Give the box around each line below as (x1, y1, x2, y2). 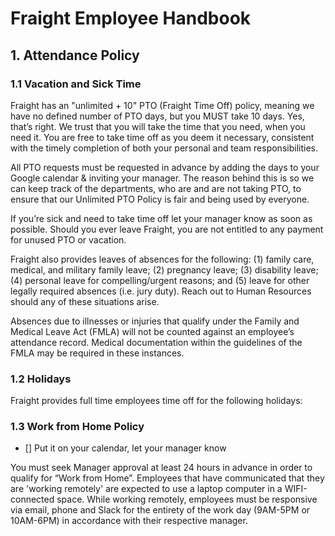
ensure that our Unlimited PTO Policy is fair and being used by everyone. (10, 193, 310, 205)
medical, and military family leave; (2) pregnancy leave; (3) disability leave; (10, 263, 319, 276)
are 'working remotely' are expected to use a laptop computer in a (10, 483, 283, 495)
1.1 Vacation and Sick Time (10, 77, 142, 91)
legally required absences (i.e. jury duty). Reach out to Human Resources (10, 285, 312, 297)
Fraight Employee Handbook (10, 7, 252, 30)
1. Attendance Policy (10, 47, 140, 64)
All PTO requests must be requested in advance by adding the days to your (10, 161, 320, 173)
